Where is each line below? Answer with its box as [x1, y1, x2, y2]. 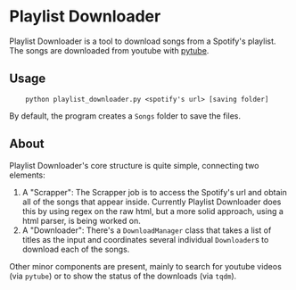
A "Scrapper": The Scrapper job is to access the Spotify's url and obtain [21, 186, 287, 197]
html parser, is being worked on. [21, 215, 141, 226]
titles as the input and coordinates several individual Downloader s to [21, 234, 269, 244]
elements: [9, 170, 46, 180]
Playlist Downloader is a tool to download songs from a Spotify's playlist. [9, 36, 276, 46]
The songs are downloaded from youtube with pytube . [9, 45, 210, 55]
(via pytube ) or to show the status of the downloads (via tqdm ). [9, 270, 237, 281]
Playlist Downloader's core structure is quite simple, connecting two [9, 160, 259, 170]
